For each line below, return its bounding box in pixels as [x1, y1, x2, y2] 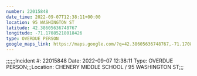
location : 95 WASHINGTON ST [6, 19, 75, 25]
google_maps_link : [6, 42, 51, 47]
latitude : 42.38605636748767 [6, 25, 77, 31]
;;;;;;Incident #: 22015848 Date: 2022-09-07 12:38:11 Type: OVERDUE [6, 57, 174, 64]
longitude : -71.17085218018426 [6, 30, 83, 36]
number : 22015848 [6, 8, 49, 15]
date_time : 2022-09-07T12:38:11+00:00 [6, 14, 101, 20]
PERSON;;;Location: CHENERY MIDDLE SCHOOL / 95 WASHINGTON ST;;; [6, 63, 184, 70]
